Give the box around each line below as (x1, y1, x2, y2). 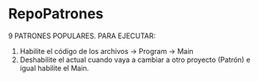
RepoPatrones (8, 5, 104, 23)
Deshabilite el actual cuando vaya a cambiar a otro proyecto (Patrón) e (19, 55, 251, 64)
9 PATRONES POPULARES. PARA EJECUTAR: (8, 31, 156, 40)
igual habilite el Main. (19, 63, 90, 72)
